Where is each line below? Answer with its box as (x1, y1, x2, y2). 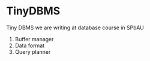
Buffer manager (14, 35, 54, 42)
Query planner (14, 48, 51, 55)
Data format (14, 42, 45, 49)
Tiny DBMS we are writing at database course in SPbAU (6, 24, 144, 31)
